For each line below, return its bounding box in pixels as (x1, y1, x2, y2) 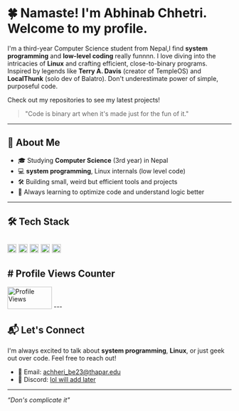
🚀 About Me (7, 137, 60, 149)
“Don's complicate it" (7, 396, 70, 405)
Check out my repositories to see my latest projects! (7, 95, 160, 104)
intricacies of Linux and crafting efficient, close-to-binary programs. (7, 59, 208, 68)
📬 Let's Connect (7, 324, 85, 336)
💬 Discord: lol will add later (17, 375, 96, 384)
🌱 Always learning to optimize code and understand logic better (17, 187, 205, 196)
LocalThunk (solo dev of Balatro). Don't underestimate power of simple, (7, 74, 218, 82)
